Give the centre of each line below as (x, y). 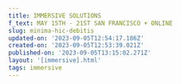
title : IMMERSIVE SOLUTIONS (55, 16)
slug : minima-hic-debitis (51, 30)
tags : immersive (35, 68)
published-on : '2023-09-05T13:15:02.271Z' (80, 53)
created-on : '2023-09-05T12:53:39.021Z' (77, 46)
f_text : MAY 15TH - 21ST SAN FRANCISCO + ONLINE (90, 23)
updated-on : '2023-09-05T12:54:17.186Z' (77, 38)
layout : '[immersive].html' (55, 61)
